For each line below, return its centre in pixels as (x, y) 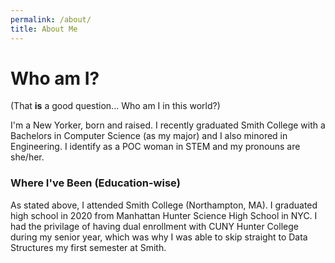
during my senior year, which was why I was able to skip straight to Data (159, 237)
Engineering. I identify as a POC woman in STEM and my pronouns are (155, 147)
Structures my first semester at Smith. (88, 247)
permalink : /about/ (51, 19)
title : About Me (44, 29)
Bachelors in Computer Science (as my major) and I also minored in (149, 136)
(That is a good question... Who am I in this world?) (115, 106)
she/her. (27, 157)
